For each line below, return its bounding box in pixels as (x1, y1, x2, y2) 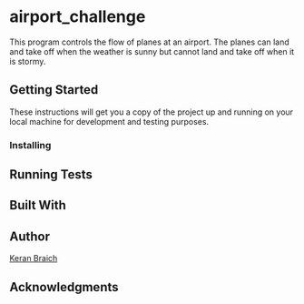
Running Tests (9, 167, 93, 183)
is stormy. (9, 56, 46, 66)
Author (9, 228, 50, 244)
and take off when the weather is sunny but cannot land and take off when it (9, 46, 295, 56)
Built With (9, 198, 66, 213)
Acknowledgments (9, 279, 120, 295)
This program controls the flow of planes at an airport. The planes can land (9, 36, 290, 47)
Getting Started (9, 82, 99, 97)
